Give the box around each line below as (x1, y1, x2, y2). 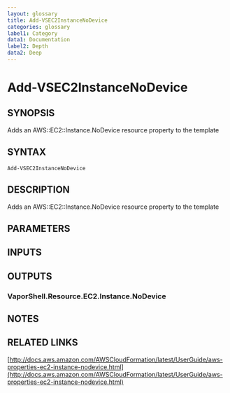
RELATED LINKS (7, 337, 78, 349)
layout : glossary (7, 10, 58, 18)
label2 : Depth (7, 43, 49, 50)
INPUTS (7, 247, 42, 258)
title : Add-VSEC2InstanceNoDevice (7, 17, 108, 24)
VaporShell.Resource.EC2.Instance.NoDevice (7, 291, 166, 301)
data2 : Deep (7, 50, 42, 57)
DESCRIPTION (7, 184, 70, 196)
